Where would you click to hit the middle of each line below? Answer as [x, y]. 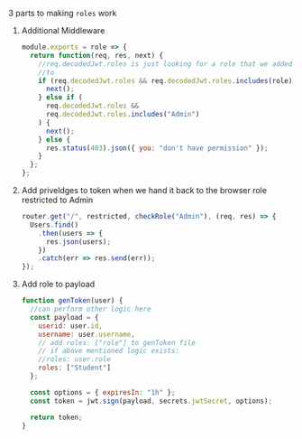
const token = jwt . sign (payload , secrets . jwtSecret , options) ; [151, 401]
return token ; [56, 417]
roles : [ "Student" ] [75, 368]
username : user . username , [87, 334]
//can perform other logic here [91, 309]
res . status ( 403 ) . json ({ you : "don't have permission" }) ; [157, 148]
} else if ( [60, 98]
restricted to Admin [57, 200]
